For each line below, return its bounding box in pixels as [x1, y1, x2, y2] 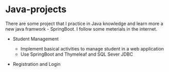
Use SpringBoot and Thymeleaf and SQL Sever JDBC [20, 51, 134, 57]
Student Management [12, 36, 59, 42]
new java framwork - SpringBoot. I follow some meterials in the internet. [5, 26, 158, 32]
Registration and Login [12, 61, 61, 67]
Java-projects [5, 4, 67, 15]
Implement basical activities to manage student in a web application [20, 45, 164, 52]
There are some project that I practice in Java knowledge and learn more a [5, 20, 163, 27]
